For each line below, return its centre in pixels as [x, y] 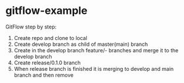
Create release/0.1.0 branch [47, 63]
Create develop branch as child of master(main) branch [81, 44]
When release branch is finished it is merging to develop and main [94, 68]
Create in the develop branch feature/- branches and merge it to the [96, 50]
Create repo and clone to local [50, 38]
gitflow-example [47, 11]
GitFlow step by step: [31, 27]
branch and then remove [44, 75]
